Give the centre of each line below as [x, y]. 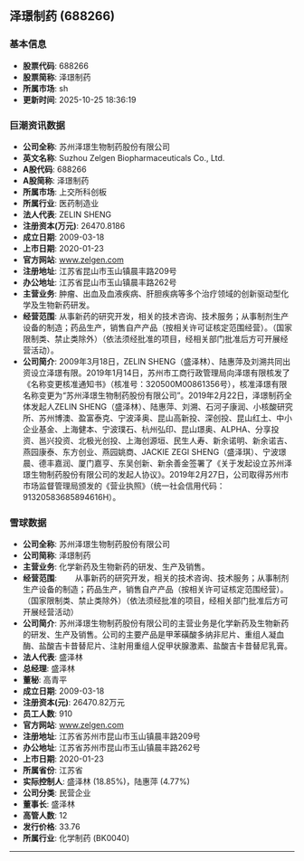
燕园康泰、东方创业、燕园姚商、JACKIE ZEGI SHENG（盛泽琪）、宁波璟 [154, 451]
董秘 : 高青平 [45, 680]
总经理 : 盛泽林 [48, 668]
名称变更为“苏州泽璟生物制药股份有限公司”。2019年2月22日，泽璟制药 [153, 395]
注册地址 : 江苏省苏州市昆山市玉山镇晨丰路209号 [111, 736]
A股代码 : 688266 [55, 169]
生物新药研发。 [66, 305]
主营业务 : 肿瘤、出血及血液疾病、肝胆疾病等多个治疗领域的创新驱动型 [152, 293]
